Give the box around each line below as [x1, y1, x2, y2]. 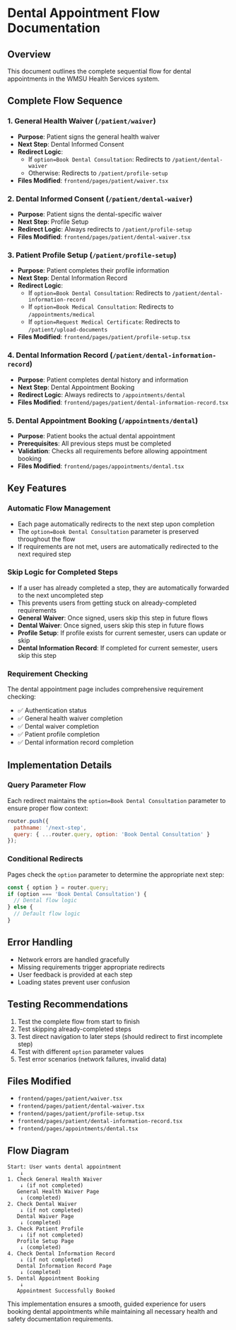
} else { [7, 904, 33, 911]
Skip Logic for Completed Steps [7, 567, 119, 577]
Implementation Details [7, 759, 112, 771]
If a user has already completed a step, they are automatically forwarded [17, 583, 230, 592]
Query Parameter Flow [7, 780, 86, 790]
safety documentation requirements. [7, 1315, 114, 1324]
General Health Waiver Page [16, 1188, 100, 1195]
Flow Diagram [7, 1144, 69, 1156]
